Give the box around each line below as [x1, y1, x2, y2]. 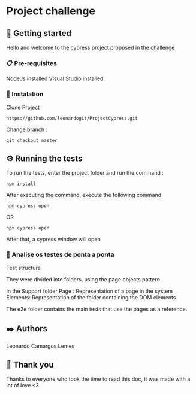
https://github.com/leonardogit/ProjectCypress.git [6, 115, 138, 121]
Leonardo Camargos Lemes [6, 343, 75, 350]
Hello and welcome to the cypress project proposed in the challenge [6, 44, 175, 51]
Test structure [6, 264, 41, 271]
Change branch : [6, 126, 48, 133]
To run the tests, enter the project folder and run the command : [6, 169, 164, 177]
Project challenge [6, 4, 96, 18]
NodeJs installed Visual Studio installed [6, 75, 104, 82]
